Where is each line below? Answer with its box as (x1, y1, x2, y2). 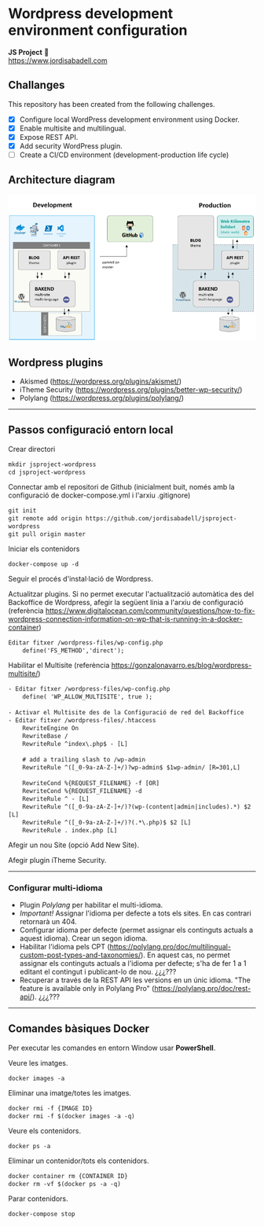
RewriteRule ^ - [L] (22, 795, 90, 802)
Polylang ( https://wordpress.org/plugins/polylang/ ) (19, 393, 185, 402)
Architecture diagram (8, 174, 115, 187)
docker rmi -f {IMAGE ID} (8, 1104, 93, 1112)
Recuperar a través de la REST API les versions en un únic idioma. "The (19, 975, 251, 985)
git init (8, 506, 37, 515)
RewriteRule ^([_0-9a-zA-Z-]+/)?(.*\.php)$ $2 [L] (22, 818, 192, 826)
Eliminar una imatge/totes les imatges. (8, 1088, 132, 1097)
